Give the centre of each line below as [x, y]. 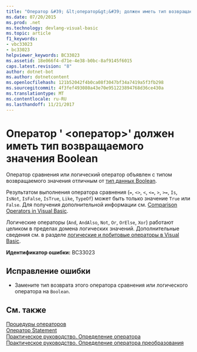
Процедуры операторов [36, 324]
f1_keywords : [22, 39]
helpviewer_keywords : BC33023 [43, 55]
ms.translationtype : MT [35, 93]
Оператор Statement [32, 330]
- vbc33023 [19, 45]
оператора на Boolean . [42, 291]
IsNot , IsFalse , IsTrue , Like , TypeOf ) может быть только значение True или [98, 199]
